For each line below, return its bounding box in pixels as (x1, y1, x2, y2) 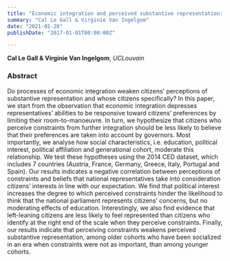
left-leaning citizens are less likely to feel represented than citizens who (7, 211, 211, 219)
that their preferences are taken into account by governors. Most (7, 130, 191, 139)
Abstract (7, 71, 38, 81)
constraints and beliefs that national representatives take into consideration (7, 174, 221, 183)
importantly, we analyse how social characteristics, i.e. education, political (7, 138, 218, 146)
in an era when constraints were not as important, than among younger (7, 240, 209, 248)
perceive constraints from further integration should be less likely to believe (7, 123, 222, 131)
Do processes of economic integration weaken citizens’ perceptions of (7, 87, 208, 95)
